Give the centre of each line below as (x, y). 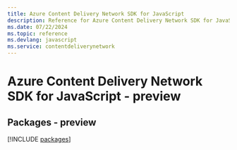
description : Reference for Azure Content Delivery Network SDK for (110, 20)
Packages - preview (52, 122)
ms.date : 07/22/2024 (38, 27)
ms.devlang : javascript (42, 40)
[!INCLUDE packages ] (39, 139)
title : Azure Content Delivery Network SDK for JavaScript (96, 14)
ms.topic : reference (38, 33)
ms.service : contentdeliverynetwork (61, 46)
